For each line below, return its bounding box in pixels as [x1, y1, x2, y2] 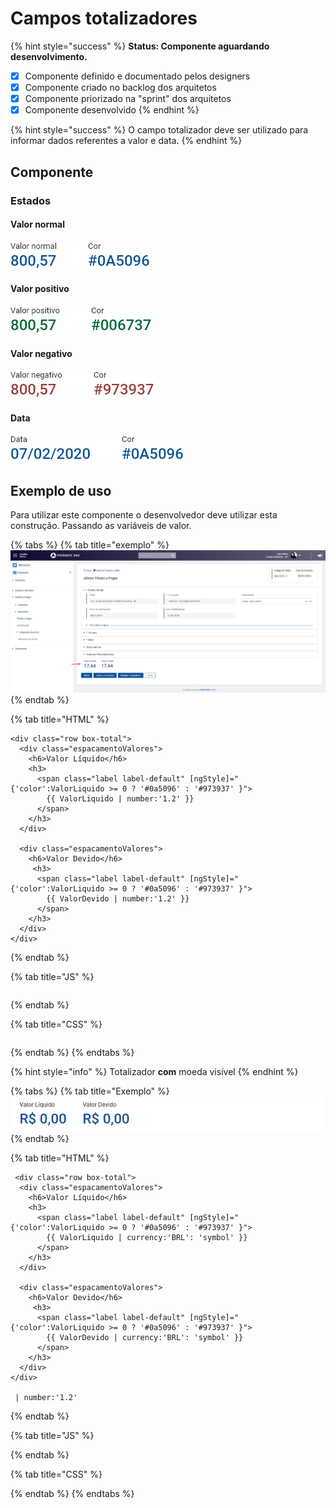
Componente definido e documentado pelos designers [24, 70, 251, 82]
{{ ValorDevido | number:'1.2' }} [46, 893, 190, 904]
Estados [10, 193, 52, 207]
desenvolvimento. [10, 50, 88, 62]
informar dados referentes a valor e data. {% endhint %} [10, 135, 243, 147]
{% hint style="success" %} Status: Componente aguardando [10, 40, 270, 52]
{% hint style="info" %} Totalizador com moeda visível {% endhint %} [10, 1065, 299, 1077]
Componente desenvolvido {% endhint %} [24, 104, 200, 116]
